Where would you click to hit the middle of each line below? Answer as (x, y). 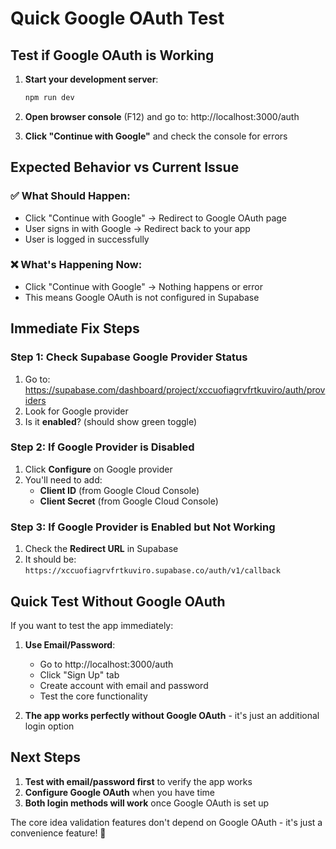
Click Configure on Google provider (98, 469)
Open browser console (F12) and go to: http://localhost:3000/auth (162, 116)
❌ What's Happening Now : (76, 265)
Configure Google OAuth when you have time (120, 792)
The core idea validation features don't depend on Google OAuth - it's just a (166, 822)
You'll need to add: (63, 479)
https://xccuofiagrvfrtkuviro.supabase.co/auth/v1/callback (152, 571)
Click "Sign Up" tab (79, 674)
